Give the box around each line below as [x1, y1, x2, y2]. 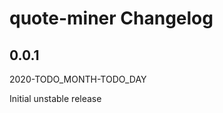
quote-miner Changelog [9, 7, 214, 30]
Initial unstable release [9, 93, 102, 104]
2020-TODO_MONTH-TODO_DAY [9, 73, 147, 85]
